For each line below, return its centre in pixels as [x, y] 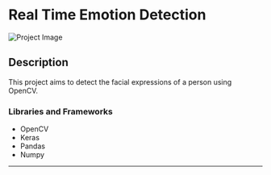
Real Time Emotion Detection [107, 15]
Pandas [33, 146]
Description [38, 62]
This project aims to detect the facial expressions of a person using [120, 81]
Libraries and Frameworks [60, 111]
